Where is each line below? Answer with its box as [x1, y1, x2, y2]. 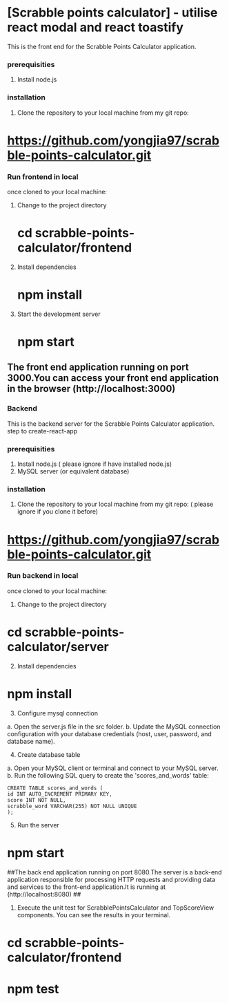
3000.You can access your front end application [7, 372, 219, 384]
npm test [7, 982, 59, 997]
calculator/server [7, 639, 109, 655]
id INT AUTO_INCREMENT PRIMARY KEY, [7, 790, 112, 798]
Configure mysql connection [17, 709, 99, 717]
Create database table [17, 750, 81, 758]
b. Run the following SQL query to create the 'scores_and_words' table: [7, 771, 209, 779]
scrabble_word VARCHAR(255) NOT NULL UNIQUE [7, 803, 137, 809]
